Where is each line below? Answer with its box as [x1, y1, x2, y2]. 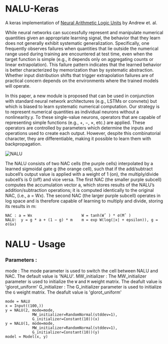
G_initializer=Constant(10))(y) [32, 330, 100, 335]
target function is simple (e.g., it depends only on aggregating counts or [5, 56, 154, 62]
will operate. [5, 83, 31, 89]
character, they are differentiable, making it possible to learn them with [5, 135, 151, 142]
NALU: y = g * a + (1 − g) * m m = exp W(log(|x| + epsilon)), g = [5, 217, 158, 222]
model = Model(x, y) [5, 334, 49, 339]
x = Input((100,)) [5, 303, 44, 309]
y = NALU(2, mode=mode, [5, 308, 55, 313]
